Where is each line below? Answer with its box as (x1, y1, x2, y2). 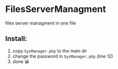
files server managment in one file (5, 20, 77, 26)
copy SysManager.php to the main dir (12, 47, 87, 53)
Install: (5, 34, 28, 43)
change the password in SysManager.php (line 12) (12, 53, 113, 59)
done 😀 (12, 58, 29, 64)
